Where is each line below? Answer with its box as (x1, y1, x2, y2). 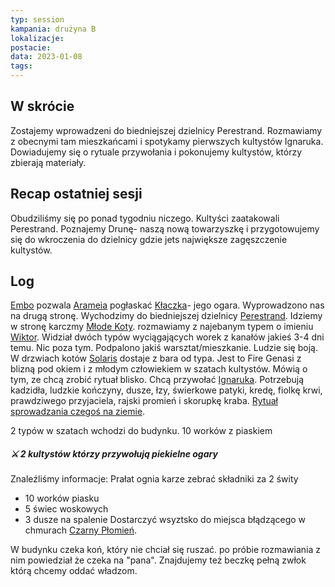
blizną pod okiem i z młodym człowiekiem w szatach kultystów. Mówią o (10, 363, 308, 375)
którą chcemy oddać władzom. (10, 565, 138, 577)
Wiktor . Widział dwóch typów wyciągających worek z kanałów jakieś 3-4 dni (10, 331, 325, 343)
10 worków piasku (24, 492, 100, 505)
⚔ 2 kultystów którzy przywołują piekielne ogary (10, 448, 218, 460)
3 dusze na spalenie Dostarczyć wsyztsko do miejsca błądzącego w (24, 514, 307, 526)
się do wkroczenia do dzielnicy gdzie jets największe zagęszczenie (10, 233, 288, 245)
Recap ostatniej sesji (10, 186, 143, 203)
